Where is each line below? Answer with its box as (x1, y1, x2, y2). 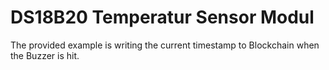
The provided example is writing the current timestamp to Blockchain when (10, 39, 320, 51)
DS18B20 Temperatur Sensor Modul (10, 6, 315, 29)
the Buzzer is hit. (10, 49, 80, 61)
